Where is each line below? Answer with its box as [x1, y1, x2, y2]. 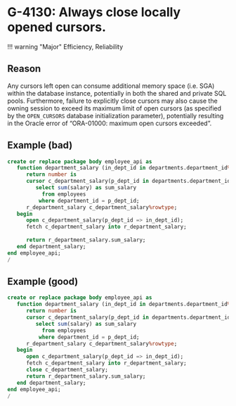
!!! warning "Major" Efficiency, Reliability [7, 42, 124, 51]
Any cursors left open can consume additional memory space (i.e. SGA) [7, 82, 215, 90]
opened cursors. [7, 19, 107, 35]
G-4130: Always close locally [7, 4, 181, 20]
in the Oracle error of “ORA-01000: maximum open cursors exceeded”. [7, 119, 212, 127]
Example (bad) [7, 139, 73, 151]
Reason [7, 63, 41, 75]
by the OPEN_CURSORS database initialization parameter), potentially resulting [7, 111, 224, 120]
